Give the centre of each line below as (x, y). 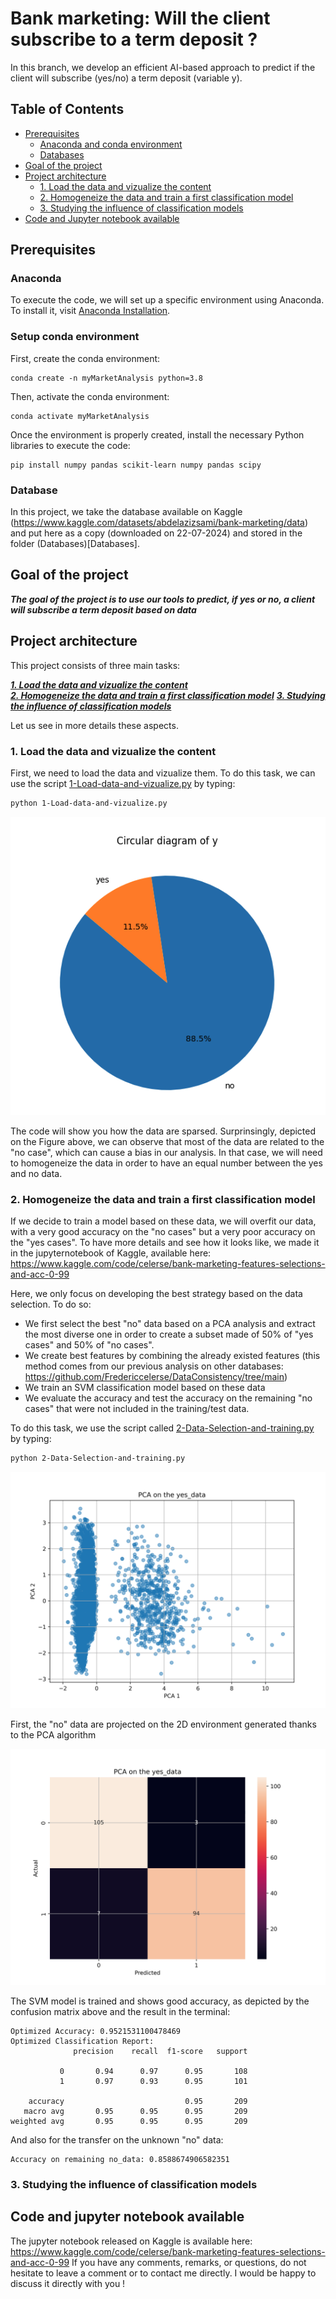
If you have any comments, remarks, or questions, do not (189, 2262)
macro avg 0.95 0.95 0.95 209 (135, 2112)
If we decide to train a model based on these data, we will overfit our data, (163, 1221)
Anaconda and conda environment (111, 144)
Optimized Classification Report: (82, 2042)
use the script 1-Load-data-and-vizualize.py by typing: (123, 783)
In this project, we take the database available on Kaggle (126, 512)
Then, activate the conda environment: (90, 396)
